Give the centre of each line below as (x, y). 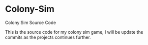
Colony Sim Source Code (30, 22)
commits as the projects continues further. (48, 37)
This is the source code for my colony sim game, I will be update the (74, 32)
